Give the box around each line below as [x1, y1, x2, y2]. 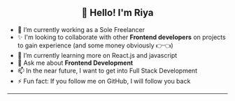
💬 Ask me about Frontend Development [17, 59, 134, 67]
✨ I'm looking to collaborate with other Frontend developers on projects [17, 33, 226, 41]
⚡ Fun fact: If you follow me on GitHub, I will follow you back [17, 77, 191, 85]
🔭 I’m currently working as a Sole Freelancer [17, 25, 145, 33]
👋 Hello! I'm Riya [81, 7, 154, 19]
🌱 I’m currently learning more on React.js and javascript [17, 51, 178, 59]
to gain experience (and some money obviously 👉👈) [17, 41, 173, 49]
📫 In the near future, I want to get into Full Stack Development [17, 66, 198, 75]
